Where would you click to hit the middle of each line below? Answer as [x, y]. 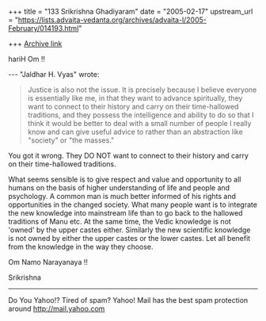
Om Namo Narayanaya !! [48, 262]
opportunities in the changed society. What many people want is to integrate [133, 204]
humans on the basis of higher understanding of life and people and [119, 188]
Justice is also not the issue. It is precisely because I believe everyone [142, 90]
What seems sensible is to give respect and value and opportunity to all [125, 179]
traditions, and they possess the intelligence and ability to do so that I [141, 115]
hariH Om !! [27, 59]
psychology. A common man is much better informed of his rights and [122, 196]
